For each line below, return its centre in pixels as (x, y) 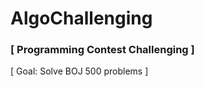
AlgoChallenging (81, 18)
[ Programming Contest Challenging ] (102, 50)
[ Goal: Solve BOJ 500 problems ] (79, 71)
